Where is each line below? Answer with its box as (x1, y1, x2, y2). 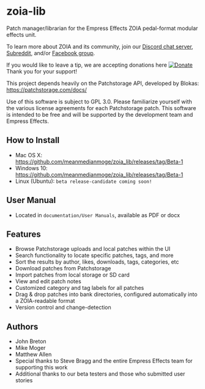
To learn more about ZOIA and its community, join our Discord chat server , (6, 43, 194, 50)
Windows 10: (15, 164, 48, 172)
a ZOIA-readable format (15, 297, 75, 305)
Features (6, 229, 41, 239)
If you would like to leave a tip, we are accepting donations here (6, 61, 167, 69)
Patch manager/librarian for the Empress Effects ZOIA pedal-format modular (6, 24, 198, 32)
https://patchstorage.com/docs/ (6, 86, 88, 93)
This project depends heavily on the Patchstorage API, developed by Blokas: (6, 80, 199, 87)
